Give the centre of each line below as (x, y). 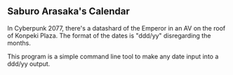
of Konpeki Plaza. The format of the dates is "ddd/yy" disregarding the (109, 35)
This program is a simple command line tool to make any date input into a (113, 56)
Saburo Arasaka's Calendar (68, 11)
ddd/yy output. (29, 64)
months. (19, 43)
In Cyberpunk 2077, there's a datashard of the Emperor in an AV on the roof (116, 28)
